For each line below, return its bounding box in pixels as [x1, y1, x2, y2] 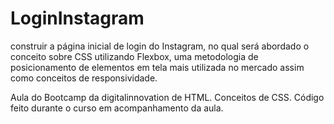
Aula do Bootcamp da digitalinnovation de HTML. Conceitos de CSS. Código [10, 91, 325, 103]
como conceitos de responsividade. [10, 72, 158, 84]
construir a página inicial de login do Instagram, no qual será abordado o [10, 40, 310, 52]
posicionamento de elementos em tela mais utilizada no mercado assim [10, 61, 305, 73]
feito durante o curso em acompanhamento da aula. [10, 102, 224, 114]
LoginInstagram [10, 7, 145, 30]
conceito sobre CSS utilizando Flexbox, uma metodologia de [10, 50, 259, 62]
